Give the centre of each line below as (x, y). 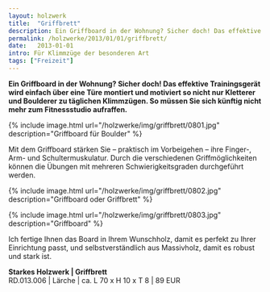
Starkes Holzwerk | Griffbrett (58, 272)
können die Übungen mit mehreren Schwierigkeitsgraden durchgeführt (126, 166)
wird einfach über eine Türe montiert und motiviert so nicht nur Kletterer (132, 92)
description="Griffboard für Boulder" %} (75, 133)
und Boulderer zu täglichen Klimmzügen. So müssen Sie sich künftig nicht (135, 101)
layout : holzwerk (37, 16)
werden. (22, 175)
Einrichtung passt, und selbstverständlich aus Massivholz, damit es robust (132, 248)
